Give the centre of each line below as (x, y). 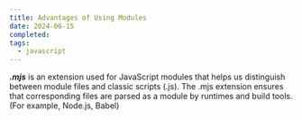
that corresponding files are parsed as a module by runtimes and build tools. (151, 97)
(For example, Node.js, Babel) (64, 106)
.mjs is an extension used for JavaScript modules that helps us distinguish (147, 77)
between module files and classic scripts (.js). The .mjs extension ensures (146, 87)
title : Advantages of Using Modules (78, 18)
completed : (30, 34)
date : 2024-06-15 (42, 26)
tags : (19, 43)
